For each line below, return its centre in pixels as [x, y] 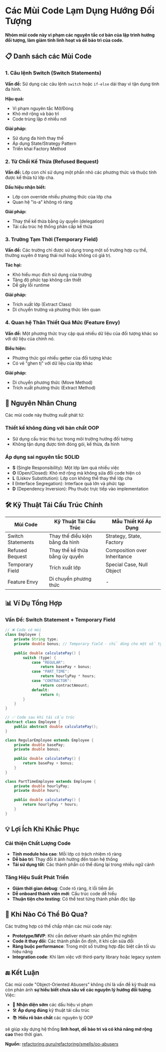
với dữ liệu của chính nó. [30, 339]
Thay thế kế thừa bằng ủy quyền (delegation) [58, 221]
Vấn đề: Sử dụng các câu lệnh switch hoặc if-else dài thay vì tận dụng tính [82, 84]
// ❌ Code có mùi [23, 630]
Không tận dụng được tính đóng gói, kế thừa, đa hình [66, 444]
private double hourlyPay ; [42, 786]
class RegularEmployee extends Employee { [49, 740]
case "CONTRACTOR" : [51, 681]
